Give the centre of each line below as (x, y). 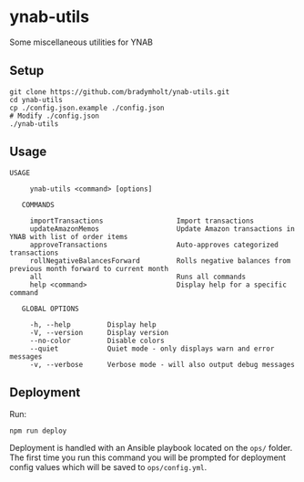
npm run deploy (38, 431)
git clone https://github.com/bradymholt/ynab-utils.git (120, 92)
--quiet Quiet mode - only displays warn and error (152, 349)
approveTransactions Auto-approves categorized (154, 245)
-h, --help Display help (93, 325)
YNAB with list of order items (69, 236)
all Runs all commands (138, 277)
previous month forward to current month (89, 268)
